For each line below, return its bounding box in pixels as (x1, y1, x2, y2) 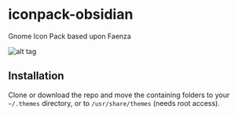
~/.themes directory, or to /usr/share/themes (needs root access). (8, 98, 220, 107)
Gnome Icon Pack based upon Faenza (8, 31, 132, 41)
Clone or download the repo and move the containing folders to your (8, 90, 230, 100)
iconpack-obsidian (8, 5, 134, 24)
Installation (8, 69, 64, 83)
